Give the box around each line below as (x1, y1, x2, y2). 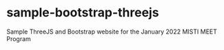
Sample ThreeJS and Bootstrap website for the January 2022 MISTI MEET (6, 27, 218, 36)
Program (6, 34, 32, 42)
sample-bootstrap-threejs (6, 5, 159, 21)
